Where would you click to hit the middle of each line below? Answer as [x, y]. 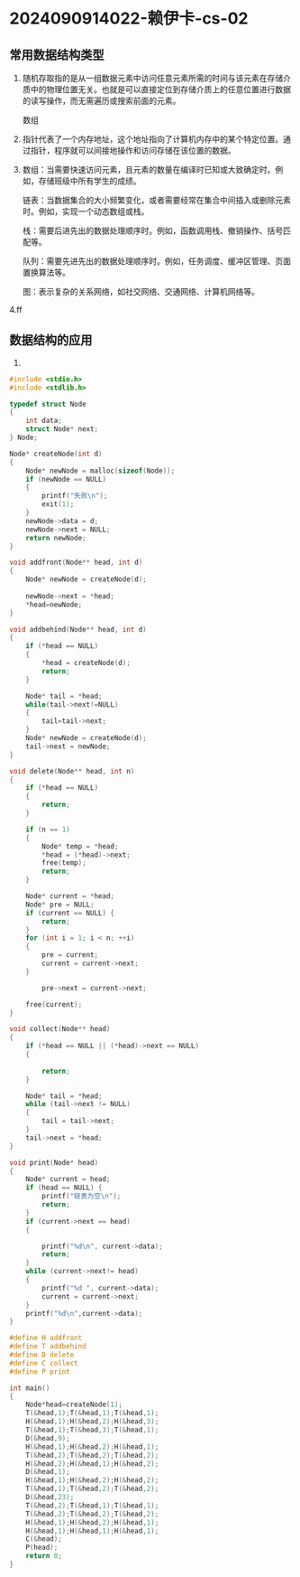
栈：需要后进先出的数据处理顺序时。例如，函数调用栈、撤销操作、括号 [153, 230]
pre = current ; [70, 955]
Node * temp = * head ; [80, 846]
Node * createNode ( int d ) [56, 454]
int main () [30, 1388]
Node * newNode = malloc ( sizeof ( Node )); [100, 471]
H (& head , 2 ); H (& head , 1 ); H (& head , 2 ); [92, 1464]
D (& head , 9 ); [48, 1438]
